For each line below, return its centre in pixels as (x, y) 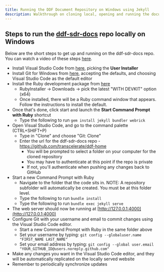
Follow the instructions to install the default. (63, 105)
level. (25, 193)
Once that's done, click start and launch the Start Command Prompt (81, 110)
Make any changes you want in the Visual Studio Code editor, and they (83, 254)
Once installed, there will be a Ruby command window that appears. (88, 99)
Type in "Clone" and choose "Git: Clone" (60, 136)
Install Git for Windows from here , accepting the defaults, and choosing (84, 74)
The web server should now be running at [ (55, 209)
